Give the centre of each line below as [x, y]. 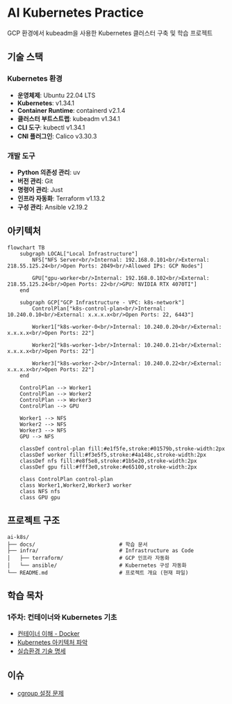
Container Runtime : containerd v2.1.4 [71, 110]
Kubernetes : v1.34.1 [46, 103]
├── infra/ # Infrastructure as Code [101, 550]
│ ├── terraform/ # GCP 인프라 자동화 [89, 558]
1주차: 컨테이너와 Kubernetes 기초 [62, 617]
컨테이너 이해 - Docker [48, 634]
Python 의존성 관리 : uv [49, 172]
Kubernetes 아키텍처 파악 [52, 643]
